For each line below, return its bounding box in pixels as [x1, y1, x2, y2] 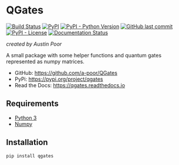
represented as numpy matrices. [6, 58, 85, 65]
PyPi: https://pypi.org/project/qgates [14, 75, 103, 82]
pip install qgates [6, 153, 54, 159]
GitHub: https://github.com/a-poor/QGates [14, 69, 117, 76]
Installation [6, 137, 48, 147]
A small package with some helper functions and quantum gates [6, 51, 162, 59]
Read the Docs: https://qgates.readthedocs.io [14, 81, 125, 88]
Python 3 [14, 114, 37, 121]
